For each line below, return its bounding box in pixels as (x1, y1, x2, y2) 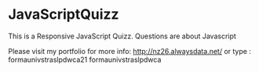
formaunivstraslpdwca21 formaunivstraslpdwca (8, 55, 162, 64)
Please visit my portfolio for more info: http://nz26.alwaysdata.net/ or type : (8, 46, 251, 56)
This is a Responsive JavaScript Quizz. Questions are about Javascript (8, 31, 237, 41)
